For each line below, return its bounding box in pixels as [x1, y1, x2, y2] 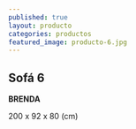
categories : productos [8, 29, 92, 38]
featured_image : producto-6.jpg [8, 37, 127, 47]
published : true [8, 12, 68, 22]
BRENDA [8, 94, 41, 104]
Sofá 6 [8, 70, 45, 85]
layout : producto [8, 21, 72, 30]
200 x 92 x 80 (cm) [8, 111, 79, 122]
